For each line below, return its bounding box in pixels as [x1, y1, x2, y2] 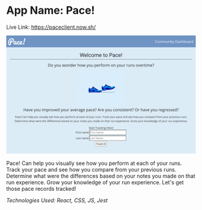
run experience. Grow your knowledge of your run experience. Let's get [6, 178, 185, 186]
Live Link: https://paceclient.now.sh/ [6, 23, 96, 31]
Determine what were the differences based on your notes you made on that [6, 172, 195, 179]
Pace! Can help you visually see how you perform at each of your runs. [6, 160, 182, 167]
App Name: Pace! [6, 4, 95, 17]
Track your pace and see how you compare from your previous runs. [6, 166, 177, 173]
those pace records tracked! [6, 185, 76, 192]
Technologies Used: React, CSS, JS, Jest [6, 196, 108, 204]
